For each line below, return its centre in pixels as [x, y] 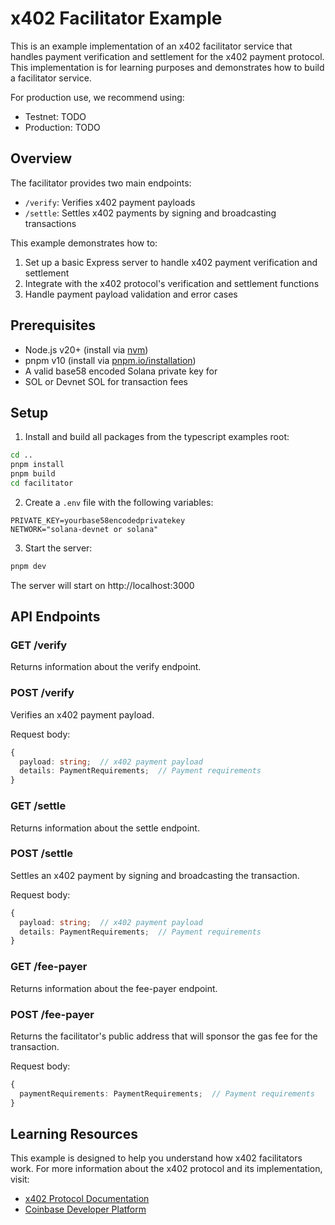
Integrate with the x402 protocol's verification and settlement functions [172, 283]
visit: [20, 1179]
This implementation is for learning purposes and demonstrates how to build [167, 67]
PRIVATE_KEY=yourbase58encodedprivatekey [98, 520]
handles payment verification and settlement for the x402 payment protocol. [167, 56]
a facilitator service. [51, 78]
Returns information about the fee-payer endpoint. [114, 988]
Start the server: [58, 548]
